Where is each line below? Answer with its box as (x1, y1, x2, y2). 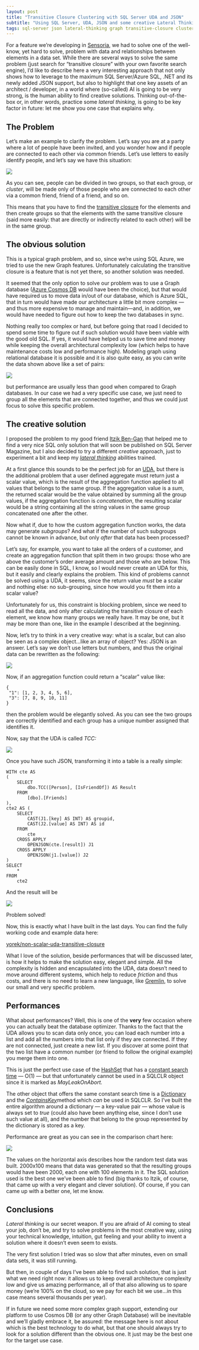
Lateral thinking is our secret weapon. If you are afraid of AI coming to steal (6, 1220, 191, 1228)
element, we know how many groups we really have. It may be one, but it (6, 613, 184, 621)
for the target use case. (6, 1337, 63, 1344)
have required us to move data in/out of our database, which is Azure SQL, (6, 292, 188, 299)
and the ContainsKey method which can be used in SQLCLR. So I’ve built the (6, 1096, 192, 1103)
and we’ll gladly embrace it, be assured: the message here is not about (6, 1318, 179, 1325)
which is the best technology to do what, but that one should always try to (6, 1324, 187, 1332)
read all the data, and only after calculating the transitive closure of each (6, 607, 183, 614)
